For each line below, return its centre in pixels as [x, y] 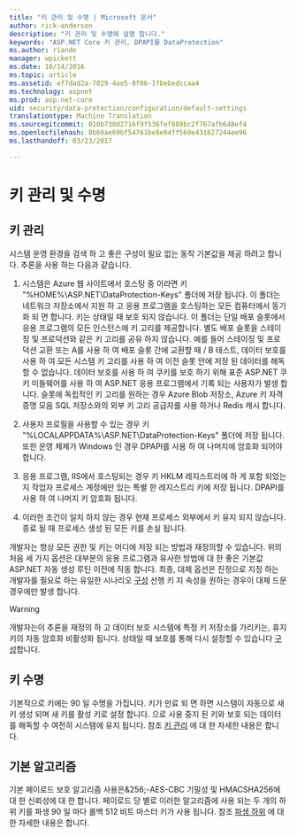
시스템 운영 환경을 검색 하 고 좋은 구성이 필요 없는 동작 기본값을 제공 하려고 [137, 253]
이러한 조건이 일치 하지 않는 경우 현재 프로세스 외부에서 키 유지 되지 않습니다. [154, 517]
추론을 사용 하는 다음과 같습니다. [76, 264]
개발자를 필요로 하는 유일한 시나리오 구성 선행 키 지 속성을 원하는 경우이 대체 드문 [148, 580]
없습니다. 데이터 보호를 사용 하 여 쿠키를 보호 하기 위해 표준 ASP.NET [160, 372]
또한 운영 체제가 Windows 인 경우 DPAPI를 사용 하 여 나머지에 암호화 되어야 [152, 446]
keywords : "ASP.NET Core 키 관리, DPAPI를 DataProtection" [116, 42]
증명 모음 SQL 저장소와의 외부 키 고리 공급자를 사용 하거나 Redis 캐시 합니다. [153, 405]
